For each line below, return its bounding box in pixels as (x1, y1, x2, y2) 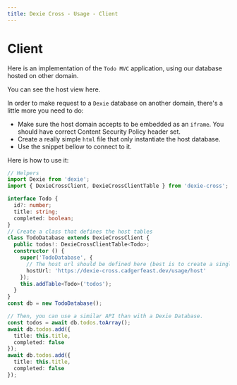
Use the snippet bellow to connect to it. (17, 142, 132, 151)
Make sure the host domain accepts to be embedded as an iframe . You (17, 120, 224, 128)
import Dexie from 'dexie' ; (7, 176, 90, 183)
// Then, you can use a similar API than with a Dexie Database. (7, 313, 203, 320)
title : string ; (13, 208, 59, 215)
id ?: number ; (13, 202, 52, 209)
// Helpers (7, 170, 39, 177)
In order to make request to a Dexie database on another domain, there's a (7, 99, 224, 107)
